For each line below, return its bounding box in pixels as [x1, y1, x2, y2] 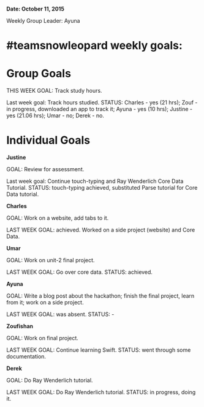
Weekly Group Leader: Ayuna [6, 17, 81, 24]
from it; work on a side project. [6, 299, 84, 306]
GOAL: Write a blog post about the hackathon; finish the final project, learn [6, 292, 195, 300]
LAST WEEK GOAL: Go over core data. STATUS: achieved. [6, 268, 153, 276]
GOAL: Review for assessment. [6, 166, 85, 173]
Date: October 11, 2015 [6, 6, 64, 12]
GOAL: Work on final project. [6, 335, 78, 342]
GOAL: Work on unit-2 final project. [6, 257, 95, 264]
